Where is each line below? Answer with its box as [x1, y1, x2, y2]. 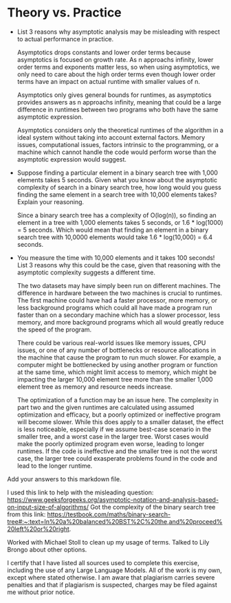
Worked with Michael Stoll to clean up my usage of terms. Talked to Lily [7, 538, 210, 546]
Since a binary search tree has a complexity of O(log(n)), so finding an [16, 211, 217, 219]
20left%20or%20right [7, 525, 70, 533]
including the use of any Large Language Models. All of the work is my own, [7, 566, 222, 574]
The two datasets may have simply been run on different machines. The [16, 281, 221, 289]
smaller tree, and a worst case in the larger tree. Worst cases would [16, 432, 209, 441]
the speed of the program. [16, 325, 92, 333]
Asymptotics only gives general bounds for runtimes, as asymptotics [16, 91, 212, 99]
